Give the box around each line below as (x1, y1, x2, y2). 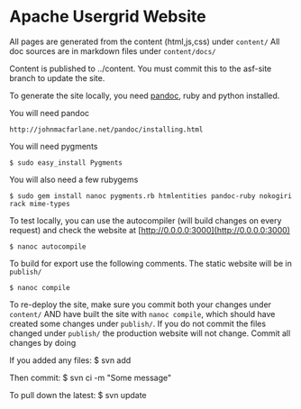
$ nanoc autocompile (9, 241, 87, 251)
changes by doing (9, 337, 77, 348)
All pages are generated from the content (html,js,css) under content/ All (9, 36, 280, 47)
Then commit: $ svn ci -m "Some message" (9, 372, 172, 383)
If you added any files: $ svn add (9, 354, 132, 366)
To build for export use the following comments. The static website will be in (9, 258, 293, 268)
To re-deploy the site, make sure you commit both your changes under (9, 299, 272, 310)
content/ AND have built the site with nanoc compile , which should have (9, 308, 276, 319)
